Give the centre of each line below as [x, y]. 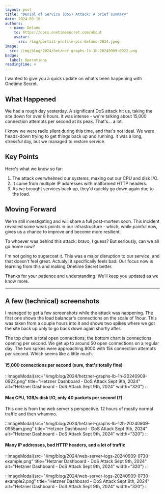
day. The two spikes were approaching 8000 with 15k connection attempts [81, 349]
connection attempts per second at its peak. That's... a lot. [64, 121]
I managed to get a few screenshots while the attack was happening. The [79, 313]
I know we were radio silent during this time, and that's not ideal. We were [80, 131]
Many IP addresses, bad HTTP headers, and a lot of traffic [65, 445]
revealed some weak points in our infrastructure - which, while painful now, [81, 226]
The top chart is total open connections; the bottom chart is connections [78, 338]
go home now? [20, 246]
